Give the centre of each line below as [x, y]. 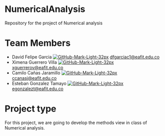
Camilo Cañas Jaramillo [36, 73]
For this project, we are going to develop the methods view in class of [76, 123]
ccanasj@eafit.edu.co [34, 78]
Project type [31, 109]
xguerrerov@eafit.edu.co [38, 67]
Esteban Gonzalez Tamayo [39, 83]
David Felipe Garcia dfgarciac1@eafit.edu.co [86, 57]
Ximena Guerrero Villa [34, 62]
